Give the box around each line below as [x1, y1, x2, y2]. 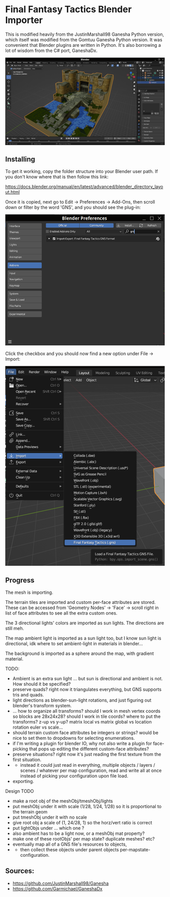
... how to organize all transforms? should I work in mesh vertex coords [12, 708, 161, 714]
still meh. [5, 625, 24, 631]
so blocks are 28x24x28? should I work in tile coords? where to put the [12, 713, 161, 719]
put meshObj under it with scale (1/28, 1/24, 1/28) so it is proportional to [12, 803, 162, 809]
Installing [5, 155, 35, 163]
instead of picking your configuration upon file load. [20, 773, 129, 779]
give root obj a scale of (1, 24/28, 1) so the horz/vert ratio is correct [12, 820, 153, 826]
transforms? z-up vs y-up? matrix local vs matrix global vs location [12, 719, 152, 725]
